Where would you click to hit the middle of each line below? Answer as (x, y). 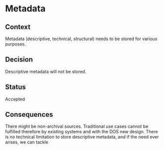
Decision (19, 60)
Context (18, 27)
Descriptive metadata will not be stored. (46, 71)
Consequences (29, 115)
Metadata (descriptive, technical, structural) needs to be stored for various (81, 39)
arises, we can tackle (27, 142)
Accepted (15, 99)
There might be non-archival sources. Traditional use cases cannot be (77, 126)
